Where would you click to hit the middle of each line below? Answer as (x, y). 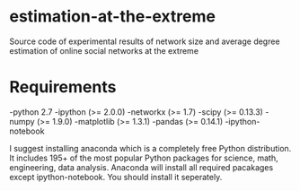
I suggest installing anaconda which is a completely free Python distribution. (150, 148)
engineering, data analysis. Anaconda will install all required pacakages (141, 167)
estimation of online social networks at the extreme (104, 50)
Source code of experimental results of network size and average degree (145, 41)
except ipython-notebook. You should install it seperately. (116, 177)
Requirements (63, 87)
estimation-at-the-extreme (112, 17)
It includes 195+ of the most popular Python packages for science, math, (144, 158)
